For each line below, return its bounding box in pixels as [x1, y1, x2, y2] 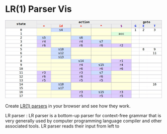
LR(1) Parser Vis [5, 3, 72, 15]
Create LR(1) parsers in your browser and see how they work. [5, 103, 131, 109]
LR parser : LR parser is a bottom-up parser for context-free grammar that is [5, 112, 162, 118]
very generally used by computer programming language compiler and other [5, 118, 162, 124]
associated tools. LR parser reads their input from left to [5, 123, 120, 129]
